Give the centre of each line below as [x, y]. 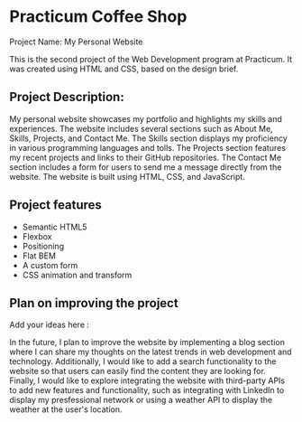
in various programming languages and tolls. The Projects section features [148, 147]
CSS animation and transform [77, 275]
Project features [55, 205]
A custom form [50, 265]
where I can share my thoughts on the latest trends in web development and [151, 352]
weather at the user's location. [66, 409]
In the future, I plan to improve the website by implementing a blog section [147, 342]
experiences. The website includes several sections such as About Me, [141, 128]
